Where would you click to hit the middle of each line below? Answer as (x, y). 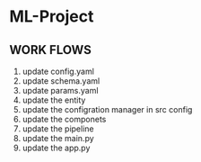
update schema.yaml (61, 81)
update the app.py (56, 148)
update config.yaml (58, 71)
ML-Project (52, 17)
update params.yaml (60, 90)
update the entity (54, 100)
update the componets (64, 119)
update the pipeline (58, 129)
